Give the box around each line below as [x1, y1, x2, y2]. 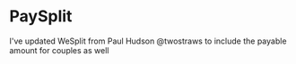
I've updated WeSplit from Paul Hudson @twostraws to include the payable [9, 36, 287, 46]
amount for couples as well [9, 44, 109, 55]
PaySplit [9, 6, 73, 27]
